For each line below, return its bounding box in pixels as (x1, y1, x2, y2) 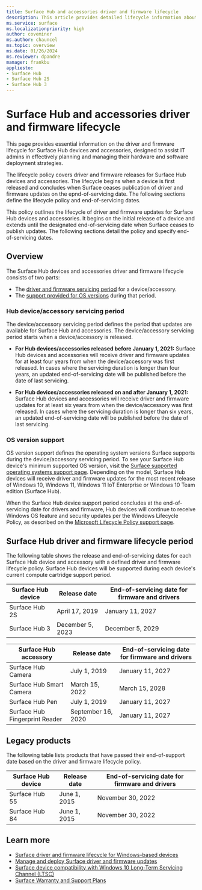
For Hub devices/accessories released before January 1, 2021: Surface (14, 345, 195, 352)
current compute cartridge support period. (6, 571, 112, 579)
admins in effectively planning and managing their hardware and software (6, 153, 189, 160)
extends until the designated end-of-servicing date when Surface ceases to (6, 221, 194, 228)
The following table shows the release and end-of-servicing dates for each (6, 552, 192, 559)
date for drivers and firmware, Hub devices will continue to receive (30, 506, 196, 513)
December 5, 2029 (105, 624, 159, 633)
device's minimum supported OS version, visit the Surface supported (6, 462, 177, 470)
